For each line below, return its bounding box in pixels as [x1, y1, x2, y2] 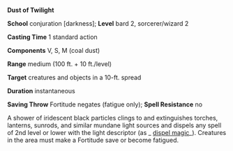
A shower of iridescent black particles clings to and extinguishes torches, [7, 114, 218, 122]
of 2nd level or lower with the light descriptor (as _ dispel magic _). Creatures [7, 129, 227, 136]
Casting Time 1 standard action [7, 33, 98, 41]
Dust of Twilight [7, 6, 54, 14]
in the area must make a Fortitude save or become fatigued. [7, 136, 179, 144]
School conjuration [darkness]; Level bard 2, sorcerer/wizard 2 [7, 19, 189, 27]
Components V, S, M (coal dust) [7, 47, 100, 54]
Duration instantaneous [7, 87, 75, 95]
